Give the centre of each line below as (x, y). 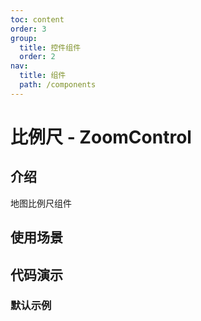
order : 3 (28, 29)
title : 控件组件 (50, 47)
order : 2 (37, 57)
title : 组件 (43, 76)
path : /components (58, 85)
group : (24, 38)
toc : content (37, 19)
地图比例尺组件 (41, 203)
